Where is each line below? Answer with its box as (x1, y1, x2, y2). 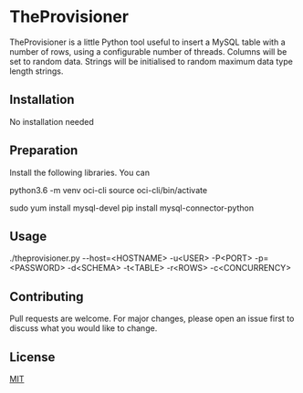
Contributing (9, 289, 84, 305)
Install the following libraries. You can (9, 167, 151, 178)
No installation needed (9, 116, 94, 127)
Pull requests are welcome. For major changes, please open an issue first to (9, 313, 295, 325)
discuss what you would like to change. (9, 323, 158, 334)
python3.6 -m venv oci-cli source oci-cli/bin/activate (9, 184, 208, 195)
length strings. (9, 66, 64, 77)
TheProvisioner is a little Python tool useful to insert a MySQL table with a (9, 36, 286, 47)
